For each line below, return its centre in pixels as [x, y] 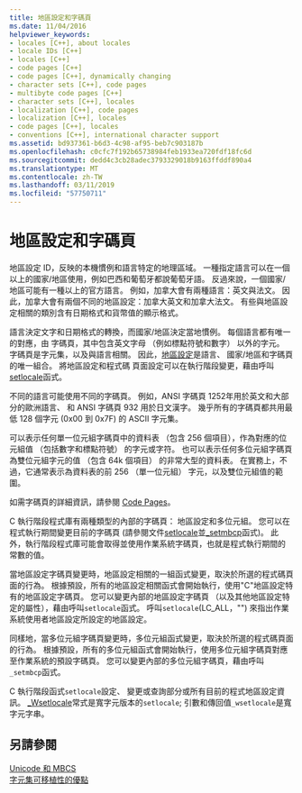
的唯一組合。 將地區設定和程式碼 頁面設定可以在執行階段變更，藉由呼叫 [142, 365]
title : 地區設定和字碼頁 [50, 18]
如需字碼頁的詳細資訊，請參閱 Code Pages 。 [92, 502]
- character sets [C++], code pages [78, 85]
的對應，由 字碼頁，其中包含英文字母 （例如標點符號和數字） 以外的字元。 [147, 342]
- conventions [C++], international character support [114, 135]
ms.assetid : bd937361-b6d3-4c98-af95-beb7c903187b [106, 143]
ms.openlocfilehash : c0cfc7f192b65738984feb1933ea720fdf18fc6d [131, 151]
